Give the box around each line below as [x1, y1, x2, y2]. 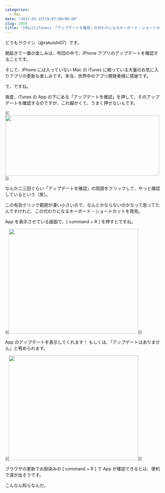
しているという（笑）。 [5, 192, 51, 198]
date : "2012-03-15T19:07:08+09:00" [5, 16, 78, 21]
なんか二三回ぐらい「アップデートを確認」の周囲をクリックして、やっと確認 [5, 185, 160, 191]
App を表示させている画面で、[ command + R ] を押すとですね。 [5, 219, 136, 225]
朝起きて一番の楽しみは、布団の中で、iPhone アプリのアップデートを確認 [5, 50, 154, 56]
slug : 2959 [5, 21, 28, 26]
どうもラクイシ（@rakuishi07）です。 [5, 40, 82, 46]
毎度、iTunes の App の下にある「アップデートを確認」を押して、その [5, 94, 147, 100]
